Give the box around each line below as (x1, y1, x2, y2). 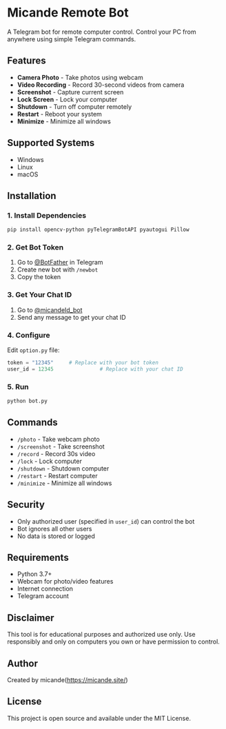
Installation (7, 189, 56, 201)
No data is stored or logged (17, 532, 95, 540)
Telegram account (17, 592, 69, 600)
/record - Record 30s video (17, 449, 96, 458)
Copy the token (17, 273, 61, 281)
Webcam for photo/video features (17, 577, 114, 586)
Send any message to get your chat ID (17, 313, 126, 321)
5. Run (7, 382, 29, 391)
